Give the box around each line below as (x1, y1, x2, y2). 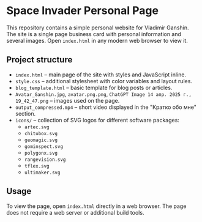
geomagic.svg (24, 137, 58, 143)
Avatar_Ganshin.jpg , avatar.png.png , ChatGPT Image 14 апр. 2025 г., (15, 90, 192, 98)
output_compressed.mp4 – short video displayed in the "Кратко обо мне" (15, 103, 197, 111)
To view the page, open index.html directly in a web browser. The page (6, 202, 187, 210)
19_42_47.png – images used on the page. (15, 97, 120, 104)
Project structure (6, 54, 73, 65)
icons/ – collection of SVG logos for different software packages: (15, 116, 179, 124)
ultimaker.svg (24, 169, 61, 176)
